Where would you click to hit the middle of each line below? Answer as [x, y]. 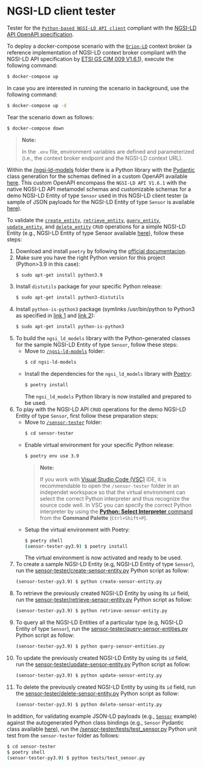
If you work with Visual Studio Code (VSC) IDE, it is [103, 479]
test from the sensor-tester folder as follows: [63, 735]
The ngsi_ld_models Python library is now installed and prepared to [108, 396]
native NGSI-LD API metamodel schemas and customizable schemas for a [99, 189]
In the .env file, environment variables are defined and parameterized [108, 151]
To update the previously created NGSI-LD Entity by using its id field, [101, 658]
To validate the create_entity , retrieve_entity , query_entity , [84, 220]
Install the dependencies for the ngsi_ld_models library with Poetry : [108, 374]
